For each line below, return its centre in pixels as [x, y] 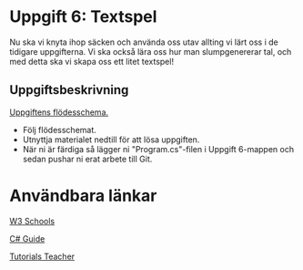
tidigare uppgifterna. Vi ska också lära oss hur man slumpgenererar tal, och [151, 51]
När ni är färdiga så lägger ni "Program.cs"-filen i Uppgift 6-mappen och [158, 149]
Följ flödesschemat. [60, 130]
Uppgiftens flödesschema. [59, 112]
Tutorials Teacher [42, 256]
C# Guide [27, 238]
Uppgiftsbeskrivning [69, 90]
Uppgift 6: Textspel [83, 17]
